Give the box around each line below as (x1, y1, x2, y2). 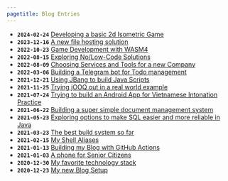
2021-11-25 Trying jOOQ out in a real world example (16, 82, 168, 91)
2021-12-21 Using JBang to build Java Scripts (16, 75, 150, 84)
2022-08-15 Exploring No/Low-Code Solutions (16, 53, 151, 61)
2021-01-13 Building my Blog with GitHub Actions (16, 143, 161, 151)
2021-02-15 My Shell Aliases (16, 136, 99, 144)
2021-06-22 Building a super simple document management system (16, 105, 214, 114)
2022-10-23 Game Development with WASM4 (16, 45, 148, 53)
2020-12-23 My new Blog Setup (16, 165, 108, 174)
